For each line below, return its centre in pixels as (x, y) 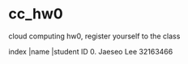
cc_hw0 (36, 14)
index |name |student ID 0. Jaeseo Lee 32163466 (91, 51)
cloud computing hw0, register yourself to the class (94, 36)
